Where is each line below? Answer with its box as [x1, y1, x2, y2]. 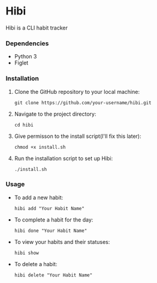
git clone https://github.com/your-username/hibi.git [14, 99, 152, 106]
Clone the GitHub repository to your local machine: [14, 88, 140, 95]
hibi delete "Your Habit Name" [14, 272, 93, 278]
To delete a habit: [14, 260, 58, 267]
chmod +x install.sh [14, 144, 66, 150]
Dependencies [5, 39, 49, 48]
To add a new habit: [14, 194, 64, 201]
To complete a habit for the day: [14, 216, 93, 223]
